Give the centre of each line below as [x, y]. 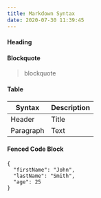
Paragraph [27, 130]
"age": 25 [27, 182]
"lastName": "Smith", [44, 176]
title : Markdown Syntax [41, 13]
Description [71, 107]
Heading [20, 42]
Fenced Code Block [35, 149]
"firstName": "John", [44, 170]
